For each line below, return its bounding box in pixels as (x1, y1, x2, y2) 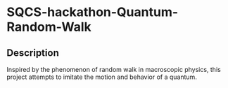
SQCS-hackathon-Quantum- (6, 4, 179, 20)
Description (6, 47, 59, 59)
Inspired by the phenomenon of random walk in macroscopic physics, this (6, 66, 221, 73)
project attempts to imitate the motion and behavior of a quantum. (6, 73, 198, 81)
